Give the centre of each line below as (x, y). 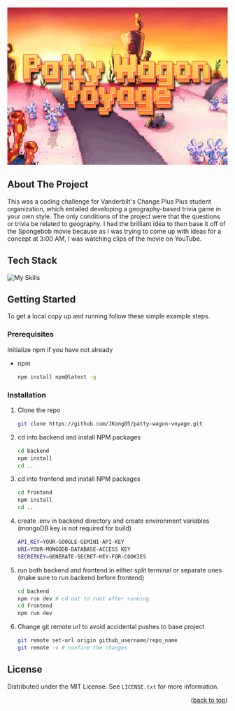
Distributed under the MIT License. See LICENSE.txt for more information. (113, 687)
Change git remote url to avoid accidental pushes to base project (111, 627)
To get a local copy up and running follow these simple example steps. (109, 316)
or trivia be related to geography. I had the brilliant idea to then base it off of (116, 223)
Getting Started (42, 300)
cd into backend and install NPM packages (79, 437)
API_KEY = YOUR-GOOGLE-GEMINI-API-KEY (71, 542)
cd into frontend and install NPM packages (79, 479)
